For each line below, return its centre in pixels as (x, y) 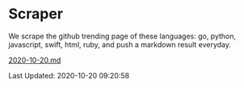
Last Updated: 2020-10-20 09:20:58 (69, 75)
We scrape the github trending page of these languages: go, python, (122, 36)
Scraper (36, 14)
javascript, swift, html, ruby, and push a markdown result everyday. (120, 44)
